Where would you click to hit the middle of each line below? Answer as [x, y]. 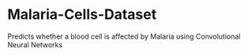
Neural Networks [35, 44]
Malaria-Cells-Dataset [82, 15]
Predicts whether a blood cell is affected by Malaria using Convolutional [124, 36]
